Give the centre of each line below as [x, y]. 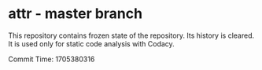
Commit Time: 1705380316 [52, 59]
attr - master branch [76, 14]
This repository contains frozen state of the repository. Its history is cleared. [131, 35]
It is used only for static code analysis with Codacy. [91, 43]
